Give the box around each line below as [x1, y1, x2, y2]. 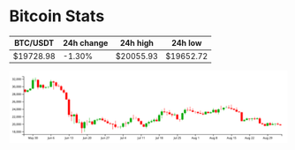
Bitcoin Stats [9, 6, 105, 26]
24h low [170, 38, 202, 49]
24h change [63, 38, 109, 49]
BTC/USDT [14, 38, 55, 49]
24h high [119, 38, 155, 49]
